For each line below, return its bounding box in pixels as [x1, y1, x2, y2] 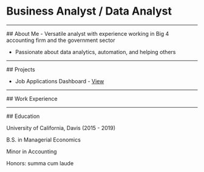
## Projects [6, 66, 35, 73]
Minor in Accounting [6, 148, 57, 155]
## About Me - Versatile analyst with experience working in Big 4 [6, 30, 169, 37]
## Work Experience [6, 95, 58, 102]
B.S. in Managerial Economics [6, 136, 81, 143]
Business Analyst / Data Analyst [6, 4, 172, 18]
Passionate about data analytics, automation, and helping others [15, 48, 176, 55]
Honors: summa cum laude [6, 159, 74, 167]
